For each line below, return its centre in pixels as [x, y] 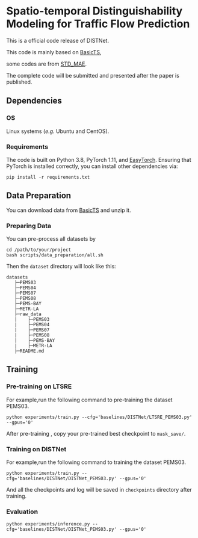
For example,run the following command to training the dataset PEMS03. [96, 462]
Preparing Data [29, 226]
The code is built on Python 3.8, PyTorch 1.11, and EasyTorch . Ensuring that [99, 159]
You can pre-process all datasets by [51, 239]
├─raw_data [28, 314]
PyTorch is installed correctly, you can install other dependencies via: [92, 166]
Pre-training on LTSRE [39, 386]
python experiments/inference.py [48, 524]
